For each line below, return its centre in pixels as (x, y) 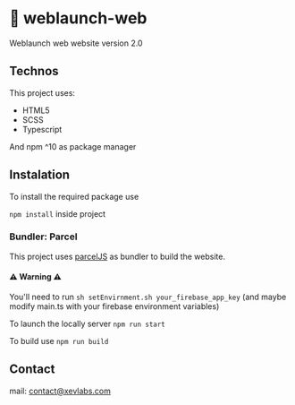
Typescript (42, 129)
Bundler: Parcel (43, 237)
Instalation (39, 175)
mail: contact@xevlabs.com (60, 391)
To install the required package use (74, 196)
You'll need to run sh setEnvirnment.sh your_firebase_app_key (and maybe (148, 297)
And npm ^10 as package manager (73, 146)
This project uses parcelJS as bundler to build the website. (118, 256)
